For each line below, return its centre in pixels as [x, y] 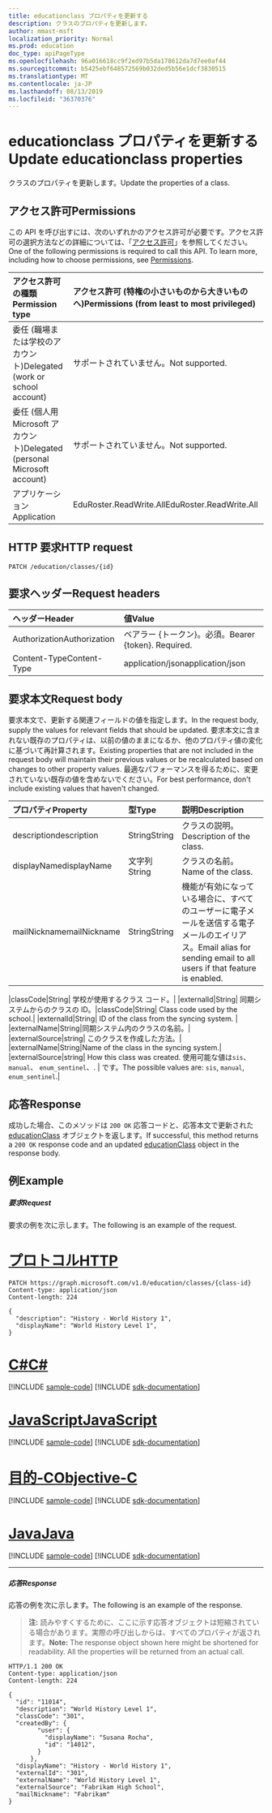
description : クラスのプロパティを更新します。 [80, 24]
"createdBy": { [41, 1724]
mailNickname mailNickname [66, 932]
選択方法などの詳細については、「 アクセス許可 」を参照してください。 [137, 242]
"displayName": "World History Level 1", [87, 1325]
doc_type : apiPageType [47, 54]
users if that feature [219, 968]
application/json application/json [185, 663]
